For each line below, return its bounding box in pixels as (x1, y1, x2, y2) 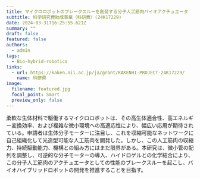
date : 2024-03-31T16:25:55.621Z (6, 20, 86, 26)
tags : (6, 53, 20, 59)
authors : (6, 42, 28, 48)
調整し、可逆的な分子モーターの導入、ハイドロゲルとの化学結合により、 (16, 151, 193, 158)
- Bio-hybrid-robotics (11, 58, 68, 64)
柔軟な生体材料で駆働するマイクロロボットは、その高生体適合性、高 (6, 114, 173, 121)
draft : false (6, 31, 39, 37)
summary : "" (6, 25, 36, 32)
